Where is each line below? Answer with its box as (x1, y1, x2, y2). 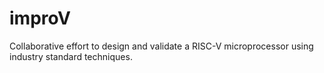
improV (9, 7, 71, 30)
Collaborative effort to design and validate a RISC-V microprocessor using (9, 40, 314, 52)
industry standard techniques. (9, 50, 133, 62)
